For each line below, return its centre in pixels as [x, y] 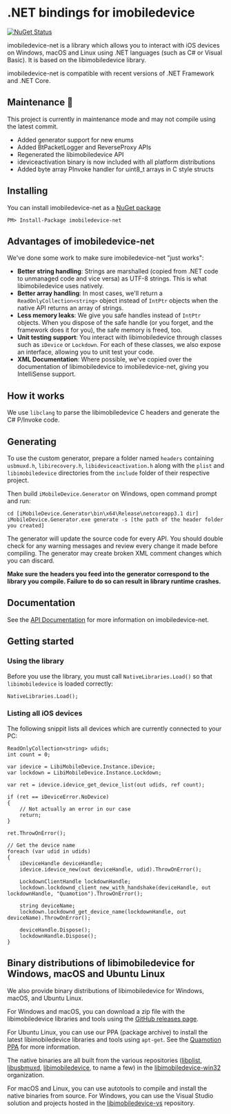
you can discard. [31, 560]
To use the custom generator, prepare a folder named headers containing [111, 458]
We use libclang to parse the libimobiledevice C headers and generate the [113, 413]
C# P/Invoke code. [33, 420]
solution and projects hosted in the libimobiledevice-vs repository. [101, 1103]
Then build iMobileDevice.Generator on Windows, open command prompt [112, 493]
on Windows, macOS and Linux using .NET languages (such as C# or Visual [115, 53]
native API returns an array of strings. [70, 308]
